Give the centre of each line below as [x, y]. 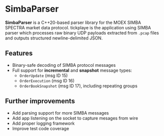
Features [19, 53]
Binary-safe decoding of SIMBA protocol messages [64, 65]
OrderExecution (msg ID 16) [47, 80]
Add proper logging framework [43, 123]
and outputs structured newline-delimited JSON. [54, 38]
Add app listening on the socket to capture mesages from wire [75, 118]
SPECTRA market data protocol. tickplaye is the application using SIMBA [78, 27]
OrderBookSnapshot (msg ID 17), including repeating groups [79, 86]
